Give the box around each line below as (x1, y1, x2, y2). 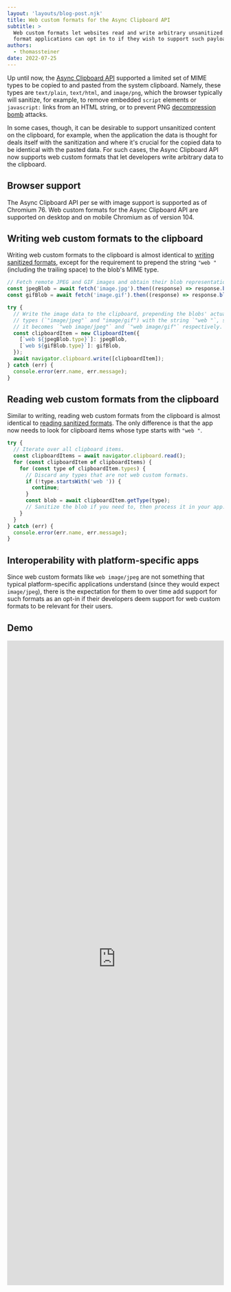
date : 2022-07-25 (7, 55, 57, 62)
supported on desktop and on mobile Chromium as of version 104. (7, 212, 195, 221)
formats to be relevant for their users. (7, 602, 113, 611)
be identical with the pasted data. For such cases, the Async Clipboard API (7, 145, 219, 153)
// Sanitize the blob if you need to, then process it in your (25, 503, 211, 511)
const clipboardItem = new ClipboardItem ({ (13, 329, 140, 337)
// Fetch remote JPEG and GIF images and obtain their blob (7, 279, 184, 286)
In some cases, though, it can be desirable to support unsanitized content (7, 123, 216, 131)
